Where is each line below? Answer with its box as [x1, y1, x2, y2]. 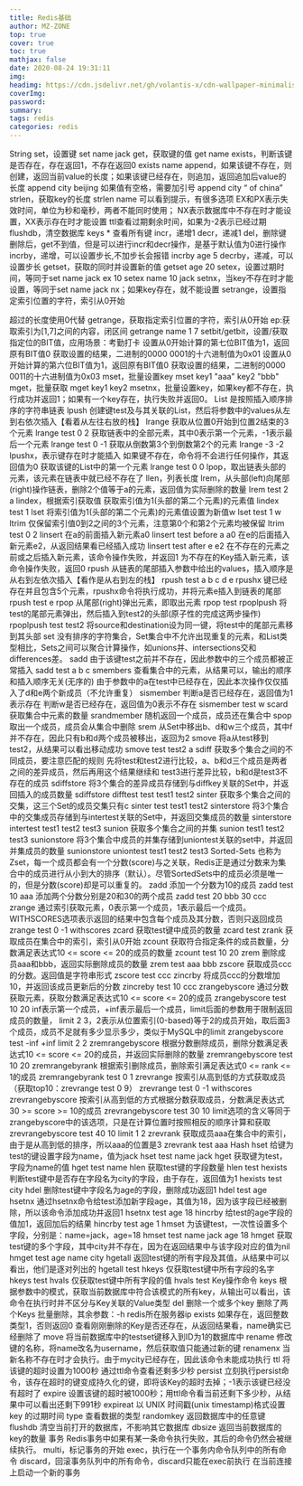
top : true [9, 30, 47, 39]
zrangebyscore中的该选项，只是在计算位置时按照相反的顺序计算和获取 [9, 1117, 271, 1127]
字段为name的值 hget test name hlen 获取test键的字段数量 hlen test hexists [9, 1162, 288, 1172]
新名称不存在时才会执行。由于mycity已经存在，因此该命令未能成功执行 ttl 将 [9, 1354, 291, 1365]
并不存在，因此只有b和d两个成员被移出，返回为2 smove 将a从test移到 [9, 733, 269, 743]
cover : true [9, 38, 54, 48]
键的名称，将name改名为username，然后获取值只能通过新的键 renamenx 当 [9, 1343, 290, 1353]
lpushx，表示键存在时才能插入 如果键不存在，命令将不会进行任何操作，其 [9, 450, 281, 461]
